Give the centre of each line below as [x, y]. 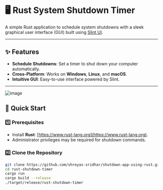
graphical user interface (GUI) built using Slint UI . [54, 32]
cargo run [15, 174]
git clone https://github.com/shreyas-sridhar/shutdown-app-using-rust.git [83, 165]
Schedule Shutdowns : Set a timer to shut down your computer [75, 63]
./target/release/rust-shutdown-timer [44, 183]
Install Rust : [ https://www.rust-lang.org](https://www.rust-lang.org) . [80, 135]
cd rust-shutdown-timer [29, 169]
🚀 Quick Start [25, 108]
